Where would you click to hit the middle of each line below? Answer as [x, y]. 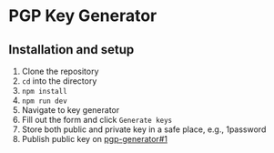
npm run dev [44, 101]
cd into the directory [59, 81]
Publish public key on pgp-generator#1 [94, 139]
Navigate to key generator [71, 110]
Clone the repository [60, 71]
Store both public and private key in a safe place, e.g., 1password [144, 129]
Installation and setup [71, 50]
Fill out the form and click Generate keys [97, 120]
